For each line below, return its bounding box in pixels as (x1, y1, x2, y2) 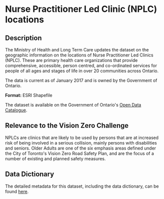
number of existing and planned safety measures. (5, 155, 106, 161)
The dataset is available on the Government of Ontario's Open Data (5, 102, 141, 107)
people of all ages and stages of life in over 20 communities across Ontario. (5, 68, 159, 74)
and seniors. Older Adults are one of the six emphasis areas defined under (5, 145, 156, 151)
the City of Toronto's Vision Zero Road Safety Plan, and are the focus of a (5, 150, 154, 156)
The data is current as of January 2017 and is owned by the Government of (5, 78, 158, 83)
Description (5, 34, 42, 42)
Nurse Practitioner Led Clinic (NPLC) (5, 3, 158, 15)
